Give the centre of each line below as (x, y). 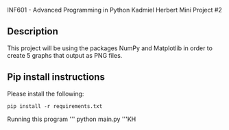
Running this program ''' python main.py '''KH (72, 119)
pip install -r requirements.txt (55, 106)
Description (33, 31)
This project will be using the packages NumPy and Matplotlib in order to (110, 48)
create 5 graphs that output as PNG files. (65, 55)
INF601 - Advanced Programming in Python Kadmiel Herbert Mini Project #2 (115, 10)
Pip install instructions (56, 77)
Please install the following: (46, 94)
